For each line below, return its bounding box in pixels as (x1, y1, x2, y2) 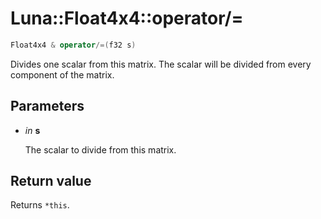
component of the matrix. (10, 68, 115, 81)
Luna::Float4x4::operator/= (10, 7, 244, 30)
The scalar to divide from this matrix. (24, 143, 177, 156)
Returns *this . (10, 199, 70, 211)
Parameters (10, 98, 85, 115)
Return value (10, 173, 92, 190)
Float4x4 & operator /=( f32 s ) (10, 40, 137, 50)
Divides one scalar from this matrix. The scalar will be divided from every (10, 58, 312, 70)
